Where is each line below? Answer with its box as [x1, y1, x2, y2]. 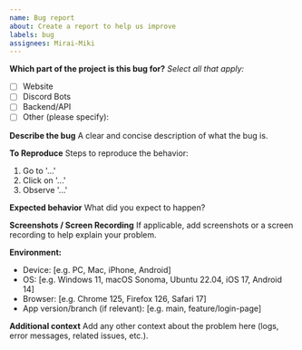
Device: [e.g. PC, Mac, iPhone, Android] [22, 264, 171, 275]
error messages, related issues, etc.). [9, 330, 149, 341]
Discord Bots [22, 92, 71, 102]
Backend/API [22, 102, 72, 112]
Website [22, 81, 54, 92]
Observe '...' [22, 184, 68, 195]
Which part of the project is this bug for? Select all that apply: [9, 63, 245, 74]
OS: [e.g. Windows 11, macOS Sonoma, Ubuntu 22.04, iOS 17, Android [22, 274, 283, 285]
